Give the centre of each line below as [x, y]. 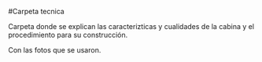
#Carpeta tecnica [36, 11]
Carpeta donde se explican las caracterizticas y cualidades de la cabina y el [131, 26]
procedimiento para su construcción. [68, 35]
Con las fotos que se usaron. [55, 50]
